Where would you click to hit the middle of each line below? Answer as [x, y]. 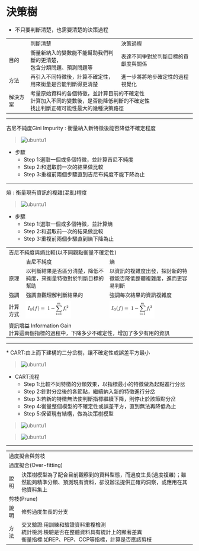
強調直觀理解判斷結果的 [54, 295]
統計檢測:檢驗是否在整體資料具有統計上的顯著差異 [82, 532]
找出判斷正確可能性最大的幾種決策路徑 [77, 108]
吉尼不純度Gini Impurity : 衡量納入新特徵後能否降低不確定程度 [81, 128]
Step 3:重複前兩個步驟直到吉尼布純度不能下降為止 [84, 174]
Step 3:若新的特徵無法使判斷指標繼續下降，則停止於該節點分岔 [100, 399]
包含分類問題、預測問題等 [62, 67]
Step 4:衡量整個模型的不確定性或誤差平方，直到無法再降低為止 [100, 407]
